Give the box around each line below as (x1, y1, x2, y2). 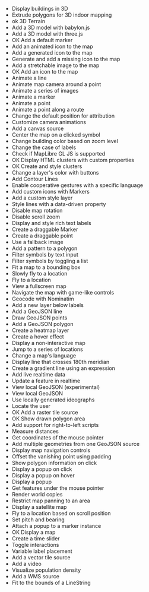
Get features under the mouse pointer (11, 485, 104, 492)
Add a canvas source (11, 125, 64, 132)
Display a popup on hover (11, 472, 75, 479)
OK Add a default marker (11, 37, 73, 43)
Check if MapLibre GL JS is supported (11, 150, 106, 157)
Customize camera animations (11, 119, 86, 125)
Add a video (11, 561, 42, 567)
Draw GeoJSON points (11, 314, 68, 321)
